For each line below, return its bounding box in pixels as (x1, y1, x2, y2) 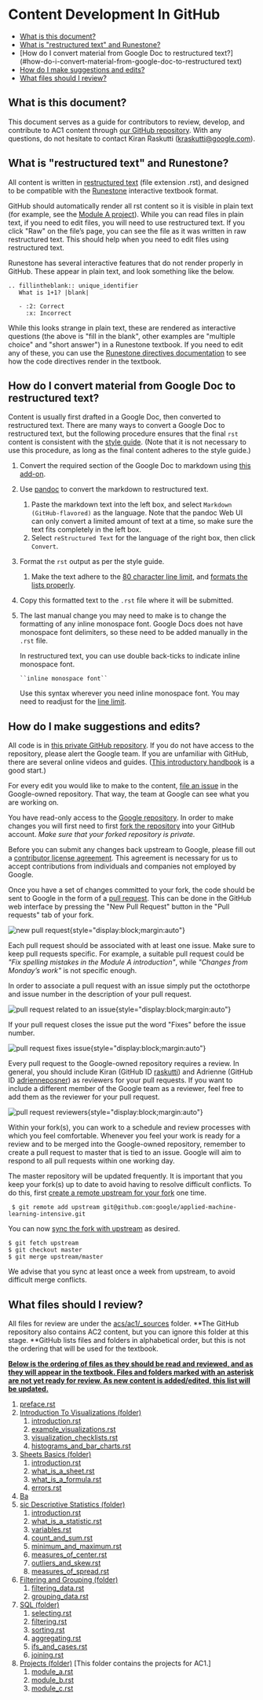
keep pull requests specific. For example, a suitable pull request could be (8, 950, 245, 959)
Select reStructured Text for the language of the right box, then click (31, 533, 256, 543)
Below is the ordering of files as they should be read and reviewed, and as (8, 1359, 254, 1368)
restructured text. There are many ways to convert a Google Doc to (8, 421, 225, 430)
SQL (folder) (19, 1600, 60, 1610)
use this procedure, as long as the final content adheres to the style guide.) (8, 446, 251, 455)
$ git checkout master (8, 1246, 82, 1254)
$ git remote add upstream (11, 1204, 100, 1211)
